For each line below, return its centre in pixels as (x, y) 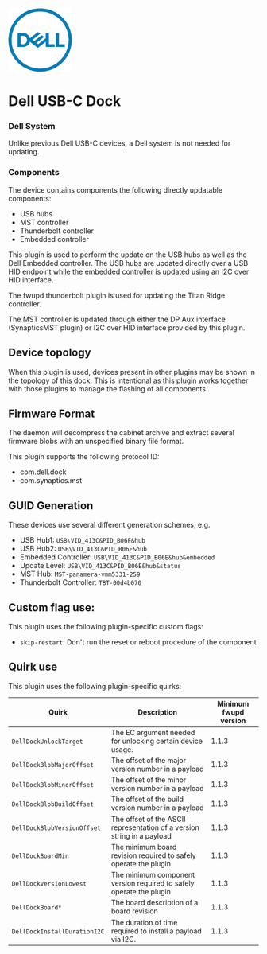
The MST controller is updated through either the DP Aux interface (117, 319)
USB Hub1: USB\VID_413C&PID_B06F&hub (82, 540)
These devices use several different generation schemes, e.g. (109, 525)
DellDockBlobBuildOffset (52, 804)
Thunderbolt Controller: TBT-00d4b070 (80, 582)
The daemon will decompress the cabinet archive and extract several (121, 433)
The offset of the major (149, 760)
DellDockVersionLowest (49, 884)
